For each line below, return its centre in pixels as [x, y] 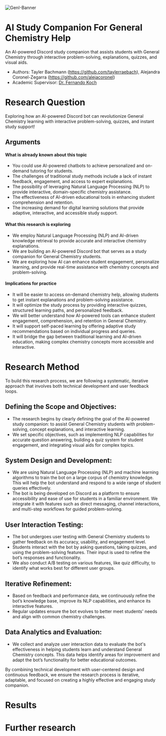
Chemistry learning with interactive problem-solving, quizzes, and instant [80, 121]
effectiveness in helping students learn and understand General [77, 649]
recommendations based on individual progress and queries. [74, 331]
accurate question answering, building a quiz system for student [78, 440]
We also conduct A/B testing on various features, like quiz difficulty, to [84, 563]
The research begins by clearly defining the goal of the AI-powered [81, 418]
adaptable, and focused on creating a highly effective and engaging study [80, 680]
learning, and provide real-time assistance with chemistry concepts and [85, 267]
